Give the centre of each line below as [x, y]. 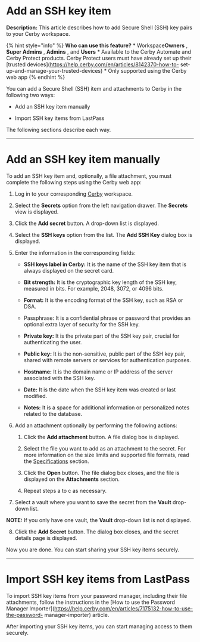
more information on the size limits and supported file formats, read [106, 455]
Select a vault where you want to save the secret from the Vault [93, 502]
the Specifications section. [56, 461]
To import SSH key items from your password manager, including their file [97, 595]
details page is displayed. [46, 538]
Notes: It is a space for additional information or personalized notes [107, 408]
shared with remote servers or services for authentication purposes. [107, 360]
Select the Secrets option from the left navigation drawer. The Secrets [101, 205]
